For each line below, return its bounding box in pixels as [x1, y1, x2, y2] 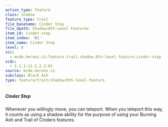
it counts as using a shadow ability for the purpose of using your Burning [5, 111, 156, 117]
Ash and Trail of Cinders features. [5, 116, 76, 122]
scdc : [5, 59, 17, 64]
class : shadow [5, 12, 35, 17]
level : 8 [5, 45, 24, 50]
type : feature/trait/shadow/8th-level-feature [5, 78, 105, 83]
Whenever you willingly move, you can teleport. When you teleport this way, [5, 106, 163, 112]
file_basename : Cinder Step [5, 21, 65, 27]
